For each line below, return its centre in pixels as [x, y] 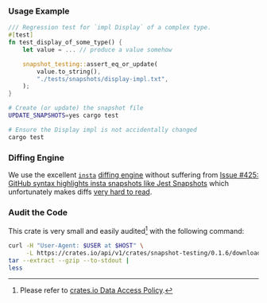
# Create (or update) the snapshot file [76, 108]
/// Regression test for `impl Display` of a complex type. [110, 28]
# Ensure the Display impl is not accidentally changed [103, 130]
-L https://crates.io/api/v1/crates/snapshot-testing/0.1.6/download [143, 253]
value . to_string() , [69, 72]
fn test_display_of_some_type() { [66, 43]
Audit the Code [38, 212]
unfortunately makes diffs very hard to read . [80, 192]
